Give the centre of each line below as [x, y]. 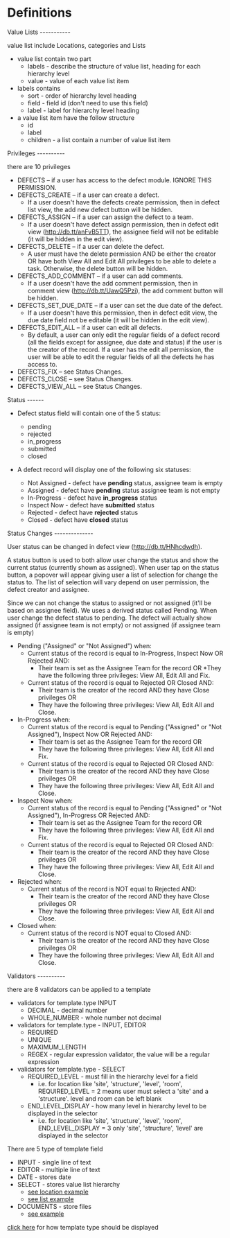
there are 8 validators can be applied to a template [79, 989]
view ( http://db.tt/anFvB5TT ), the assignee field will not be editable [123, 232]
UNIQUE [39, 1039]
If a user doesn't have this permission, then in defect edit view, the [122, 313]
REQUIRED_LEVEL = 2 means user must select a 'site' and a [123, 1091]
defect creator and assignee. [48, 589]
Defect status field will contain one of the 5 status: [89, 413]
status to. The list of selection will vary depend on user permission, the [108, 582]
